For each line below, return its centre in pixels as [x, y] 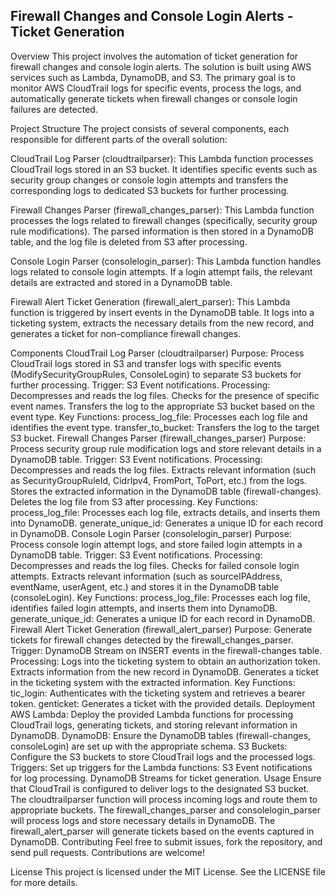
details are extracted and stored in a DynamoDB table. [121, 282]
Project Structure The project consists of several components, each [150, 128]
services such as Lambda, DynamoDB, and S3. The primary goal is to [153, 77]
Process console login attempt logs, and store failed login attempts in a [156, 544]
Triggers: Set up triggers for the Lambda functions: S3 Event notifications [161, 767]
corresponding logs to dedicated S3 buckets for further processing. [150, 190]
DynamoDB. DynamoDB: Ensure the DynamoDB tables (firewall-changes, [161, 735]
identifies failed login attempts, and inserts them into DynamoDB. [144, 608]
